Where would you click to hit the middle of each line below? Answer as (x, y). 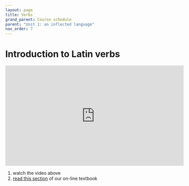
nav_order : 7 (19, 29)
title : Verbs (19, 15)
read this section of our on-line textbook (55, 178)
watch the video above (37, 173)
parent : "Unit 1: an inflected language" (50, 24)
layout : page (19, 10)
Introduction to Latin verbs (63, 54)
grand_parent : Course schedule (38, 19)
